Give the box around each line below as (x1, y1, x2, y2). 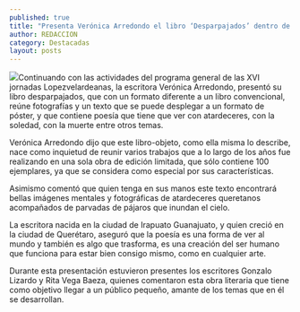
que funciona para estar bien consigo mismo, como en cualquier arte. (9, 248, 267, 259)
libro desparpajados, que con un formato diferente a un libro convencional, (9, 91, 286, 102)
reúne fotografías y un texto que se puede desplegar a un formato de (9, 100, 265, 112)
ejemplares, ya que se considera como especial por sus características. (9, 166, 274, 177)
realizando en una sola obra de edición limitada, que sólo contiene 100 (9, 156, 270, 167)
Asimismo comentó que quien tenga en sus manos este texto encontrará (9, 183, 278, 194)
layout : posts (9, 47, 63, 56)
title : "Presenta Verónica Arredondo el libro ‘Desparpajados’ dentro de (9, 22, 291, 30)
